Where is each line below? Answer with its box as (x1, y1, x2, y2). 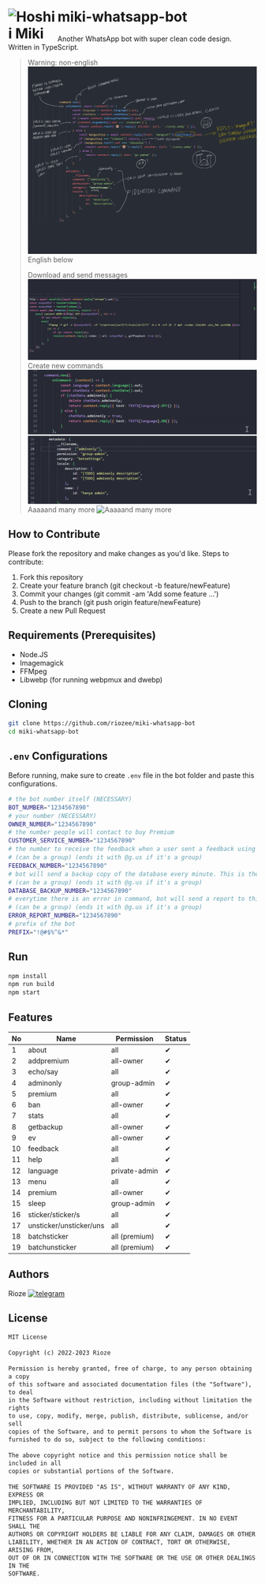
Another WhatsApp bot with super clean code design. (58, 34, 233, 43)
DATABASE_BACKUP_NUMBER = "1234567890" (8, 887, 132, 895)
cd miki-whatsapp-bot (8, 728, 80, 736)
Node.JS (19, 649, 49, 659)
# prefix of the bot (8, 920, 77, 928)
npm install (8, 972, 47, 980)
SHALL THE (8, 1522, 41, 1530)
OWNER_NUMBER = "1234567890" (8, 820, 97, 828)
